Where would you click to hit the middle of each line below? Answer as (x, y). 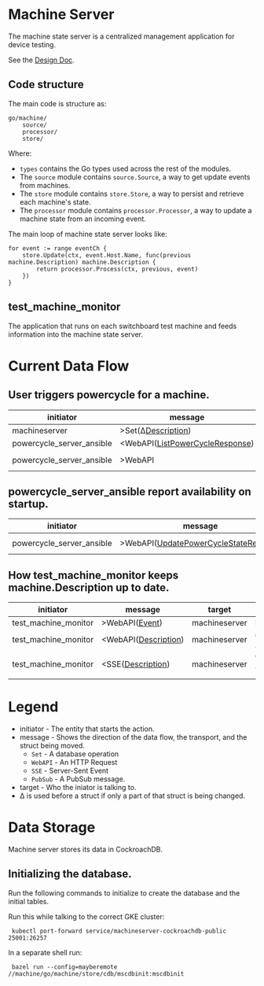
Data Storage (52, 827)
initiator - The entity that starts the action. (87, 729)
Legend (33, 707)
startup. (28, 504)
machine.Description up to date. (89, 587)
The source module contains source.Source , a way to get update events (135, 177)
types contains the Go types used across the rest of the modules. (125, 168)
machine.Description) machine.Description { (82, 262)
